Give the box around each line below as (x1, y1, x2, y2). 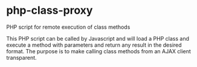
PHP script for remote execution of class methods (6, 23, 131, 31)
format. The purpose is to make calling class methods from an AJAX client (6, 47, 192, 54)
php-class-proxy (6, 4, 93, 17)
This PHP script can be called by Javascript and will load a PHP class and (6, 35, 189, 42)
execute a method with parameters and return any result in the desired (6, 41, 182, 48)
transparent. (6, 54, 37, 61)
